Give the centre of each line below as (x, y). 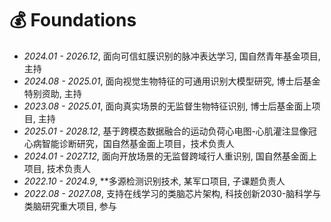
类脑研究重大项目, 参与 (70, 206)
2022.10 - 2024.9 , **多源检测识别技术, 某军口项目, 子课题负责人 (154, 181)
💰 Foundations (73, 20)
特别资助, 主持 (52, 93)
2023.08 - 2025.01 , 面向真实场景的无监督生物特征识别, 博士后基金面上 (167, 106)
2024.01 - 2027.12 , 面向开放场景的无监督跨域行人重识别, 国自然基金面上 (170, 156)
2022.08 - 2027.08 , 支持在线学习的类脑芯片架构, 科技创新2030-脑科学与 (172, 193)
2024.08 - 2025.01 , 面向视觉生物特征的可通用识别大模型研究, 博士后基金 (172, 81)
